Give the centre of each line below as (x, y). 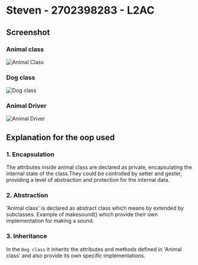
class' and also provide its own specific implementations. (76, 255)
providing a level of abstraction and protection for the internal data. (88, 180)
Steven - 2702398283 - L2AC (80, 10)
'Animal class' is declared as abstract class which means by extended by (95, 208)
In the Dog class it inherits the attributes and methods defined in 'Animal (94, 249)
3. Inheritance (27, 236)
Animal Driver (26, 106)
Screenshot (28, 32)
